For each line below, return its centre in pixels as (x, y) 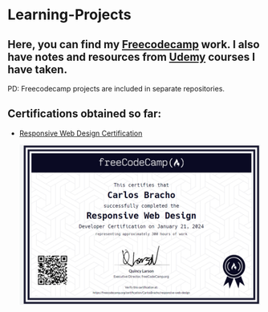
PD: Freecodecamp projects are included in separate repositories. (116, 89)
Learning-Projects (69, 15)
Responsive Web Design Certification (81, 133)
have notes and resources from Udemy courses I (132, 57)
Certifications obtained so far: (85, 114)
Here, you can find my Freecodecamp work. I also (134, 45)
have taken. (37, 69)
